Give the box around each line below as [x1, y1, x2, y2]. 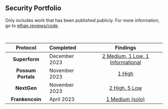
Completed [49, 44, 76, 51]
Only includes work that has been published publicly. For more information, [5, 17, 160, 23]
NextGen [15, 84, 37, 91]
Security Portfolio [5, 4, 61, 12]
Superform [12, 55, 39, 62]
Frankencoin [10, 95, 41, 102]
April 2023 [49, 95, 75, 102]
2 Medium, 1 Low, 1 [102, 52, 149, 59]
